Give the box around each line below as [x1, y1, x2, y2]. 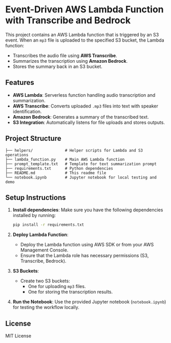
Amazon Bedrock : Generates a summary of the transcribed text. [12, 114, 149, 120]
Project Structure [5, 134, 61, 143]
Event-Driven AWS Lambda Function [5, 4, 164, 15]
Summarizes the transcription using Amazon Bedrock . [12, 58, 128, 64]
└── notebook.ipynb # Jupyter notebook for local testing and [5, 175, 157, 180]
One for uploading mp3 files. [28, 283, 86, 290]
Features [5, 78, 34, 87]
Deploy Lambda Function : [12, 231, 69, 238]
